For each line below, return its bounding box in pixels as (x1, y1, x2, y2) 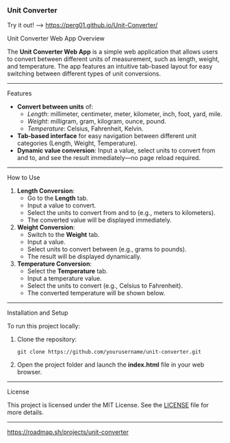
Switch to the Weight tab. (27, 231, 100, 239)
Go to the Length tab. (27, 194, 88, 203)
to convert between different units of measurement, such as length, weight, (7, 55, 220, 63)
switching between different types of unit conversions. (7, 69, 162, 78)
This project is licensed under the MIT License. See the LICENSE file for (7, 401, 209, 409)
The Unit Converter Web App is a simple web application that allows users (7, 47, 218, 56)
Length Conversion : (16, 187, 75, 195)
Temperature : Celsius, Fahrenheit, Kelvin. (27, 124, 144, 133)
